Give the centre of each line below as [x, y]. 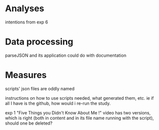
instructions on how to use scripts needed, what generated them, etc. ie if [79, 98]
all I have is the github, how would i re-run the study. [58, 103]
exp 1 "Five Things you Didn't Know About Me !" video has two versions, [78, 112]
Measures [26, 75]
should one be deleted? [29, 123]
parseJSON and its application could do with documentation [66, 55]
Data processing [39, 42]
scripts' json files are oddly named [40, 88]
